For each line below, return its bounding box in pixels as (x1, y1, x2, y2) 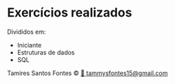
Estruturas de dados (17, 48, 75, 56)
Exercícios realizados (7, 5, 132, 21)
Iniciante (17, 41, 42, 49)
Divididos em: (7, 28, 46, 36)
